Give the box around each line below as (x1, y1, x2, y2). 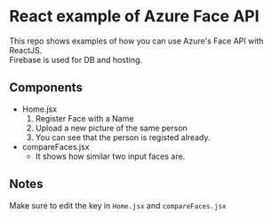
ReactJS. (9, 44, 43, 55)
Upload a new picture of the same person (35, 122, 188, 133)
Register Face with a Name (35, 113, 134, 123)
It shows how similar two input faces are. (35, 151, 186, 161)
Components (9, 80, 83, 95)
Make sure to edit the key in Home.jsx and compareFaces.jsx (9, 200, 227, 210)
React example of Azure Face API (9, 6, 260, 27)
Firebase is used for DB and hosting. (9, 54, 143, 65)
